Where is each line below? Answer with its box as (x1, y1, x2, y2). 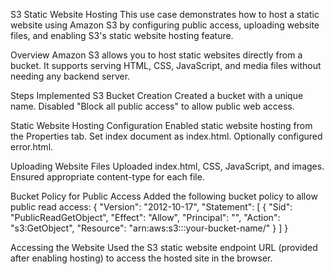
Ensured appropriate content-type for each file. (10, 171, 205, 183)
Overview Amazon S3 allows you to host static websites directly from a (10, 49, 303, 61)
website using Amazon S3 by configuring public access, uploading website (10, 19, 320, 31)
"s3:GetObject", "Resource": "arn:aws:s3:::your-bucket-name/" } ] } (10, 222, 289, 234)
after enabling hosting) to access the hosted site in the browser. (10, 252, 273, 264)
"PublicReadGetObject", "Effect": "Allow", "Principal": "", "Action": (10, 212, 281, 223)
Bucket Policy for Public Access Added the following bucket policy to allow (10, 190, 318, 202)
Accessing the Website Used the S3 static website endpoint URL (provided (10, 242, 318, 253)
